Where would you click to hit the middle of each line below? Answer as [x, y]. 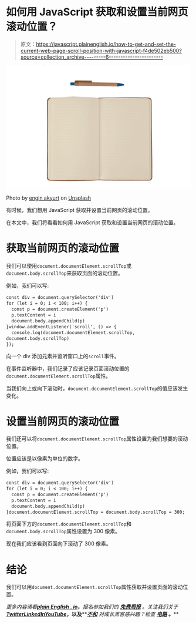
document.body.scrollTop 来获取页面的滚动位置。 [65, 273]
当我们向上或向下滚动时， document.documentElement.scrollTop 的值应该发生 [97, 388]
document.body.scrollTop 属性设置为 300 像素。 [63, 531]
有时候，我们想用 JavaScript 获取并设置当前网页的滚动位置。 [80, 210]
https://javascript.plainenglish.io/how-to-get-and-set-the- [106, 44]
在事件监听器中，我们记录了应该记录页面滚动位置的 [68, 368]
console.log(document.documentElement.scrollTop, [73, 332]
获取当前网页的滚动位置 [63, 248]
